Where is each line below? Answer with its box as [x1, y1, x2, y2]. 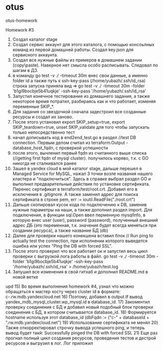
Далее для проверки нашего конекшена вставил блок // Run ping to [12, 232, 153, 238]
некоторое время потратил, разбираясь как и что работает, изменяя [12, 98, 156, 104]
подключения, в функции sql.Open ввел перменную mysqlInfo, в [12, 212, 146, 218]
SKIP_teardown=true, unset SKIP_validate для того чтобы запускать [12, 124, 150, 130]
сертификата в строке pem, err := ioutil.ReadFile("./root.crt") [12, 196, 135, 202]
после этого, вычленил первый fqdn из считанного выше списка [12, 150, 147, 156]
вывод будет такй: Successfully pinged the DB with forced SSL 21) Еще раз [5, 330, 158, 335]
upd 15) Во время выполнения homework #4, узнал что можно [5, 283, 134, 289]
